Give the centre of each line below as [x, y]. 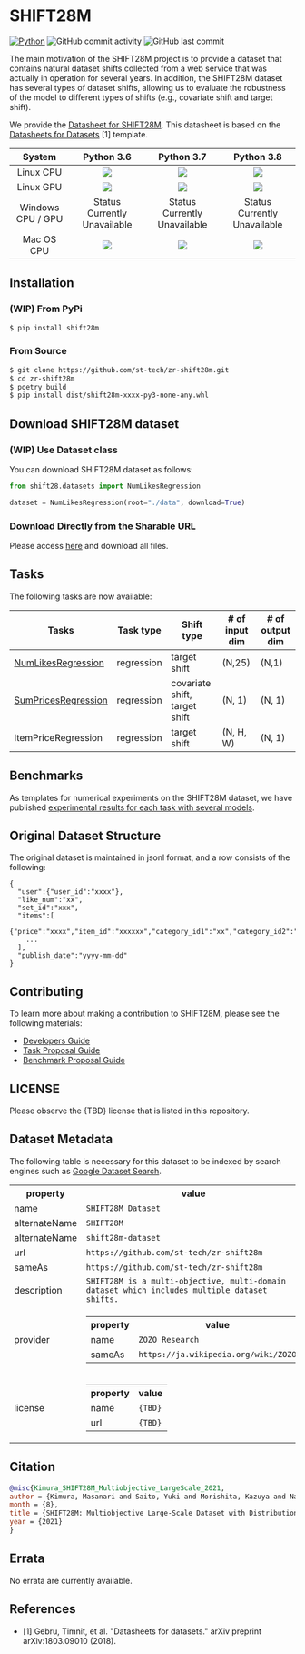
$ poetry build [38, 387]
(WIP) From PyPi [46, 309]
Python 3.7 [182, 157]
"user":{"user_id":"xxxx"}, [71, 892]
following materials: [46, 1023]
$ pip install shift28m [54, 328]
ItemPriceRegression [58, 737]
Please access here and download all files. [89, 546]
